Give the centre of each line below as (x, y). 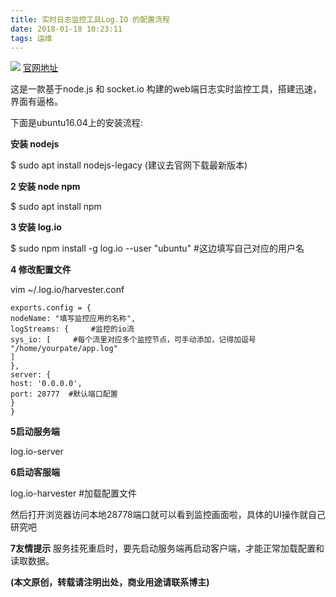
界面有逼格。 (36, 102)
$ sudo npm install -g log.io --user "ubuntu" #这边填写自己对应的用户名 (157, 248)
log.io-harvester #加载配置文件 (74, 493)
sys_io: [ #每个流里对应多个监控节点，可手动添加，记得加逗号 (133, 340)
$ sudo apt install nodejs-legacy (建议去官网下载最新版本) (129, 165)
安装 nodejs (35, 144)
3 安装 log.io (36, 227)
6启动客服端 (35, 472)
